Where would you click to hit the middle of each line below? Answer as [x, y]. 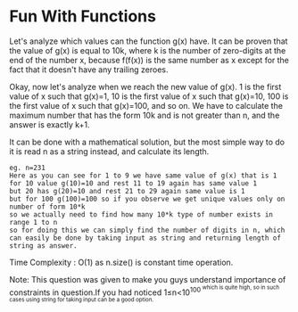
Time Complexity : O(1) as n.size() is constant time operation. [121, 262]
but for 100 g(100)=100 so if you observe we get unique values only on [147, 199]
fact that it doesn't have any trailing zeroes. [89, 70]
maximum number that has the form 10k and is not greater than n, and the [145, 115]
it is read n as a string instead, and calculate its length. [109, 151]
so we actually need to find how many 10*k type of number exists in [141, 214]
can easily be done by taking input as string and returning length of [145, 238]
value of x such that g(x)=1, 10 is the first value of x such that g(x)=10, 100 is [149, 96]
